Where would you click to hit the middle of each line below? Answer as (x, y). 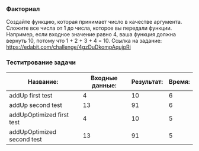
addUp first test (31, 95)
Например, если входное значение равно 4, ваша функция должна (91, 34)
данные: (104, 85)
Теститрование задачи (41, 62)
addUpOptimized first (39, 115)
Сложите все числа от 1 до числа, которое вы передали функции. (89, 28)
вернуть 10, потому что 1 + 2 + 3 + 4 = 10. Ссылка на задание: (84, 41)
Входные (104, 78)
